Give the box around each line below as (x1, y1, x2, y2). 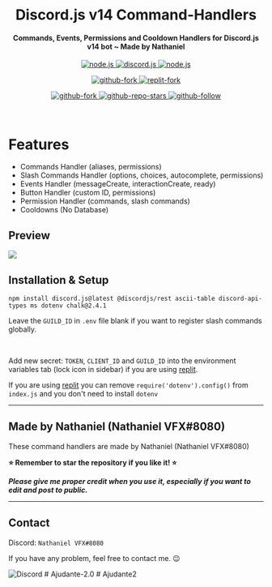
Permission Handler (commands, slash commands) (19, 196, 190, 206)
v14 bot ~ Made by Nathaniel (87, 41, 185, 51)
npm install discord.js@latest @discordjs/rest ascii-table (8, 294, 216, 302)
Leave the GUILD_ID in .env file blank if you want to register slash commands (8, 315, 262, 325)
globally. (8, 324, 37, 334)
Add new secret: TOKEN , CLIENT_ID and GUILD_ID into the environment (8, 355, 236, 366)
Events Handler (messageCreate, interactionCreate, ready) (19, 179, 216, 189)
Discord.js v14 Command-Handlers (15, 6, 257, 24)
